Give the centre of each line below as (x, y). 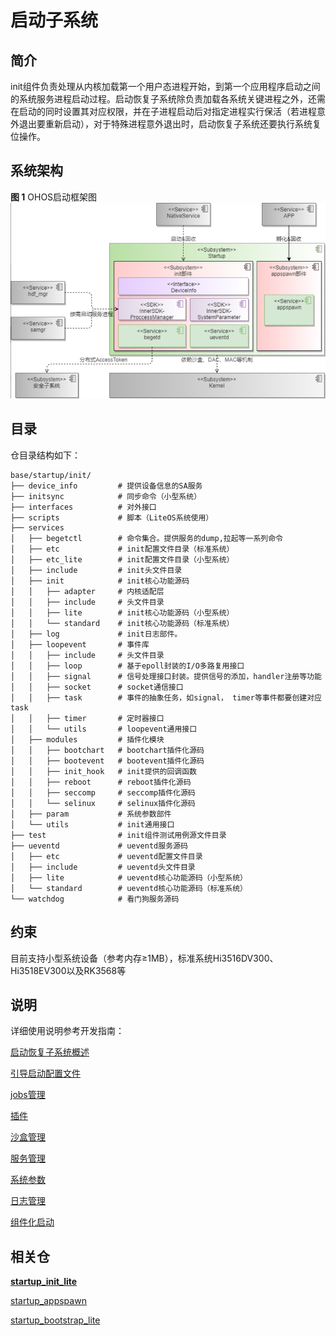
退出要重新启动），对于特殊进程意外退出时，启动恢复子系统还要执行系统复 (170, 124)
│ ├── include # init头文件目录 (96, 570)
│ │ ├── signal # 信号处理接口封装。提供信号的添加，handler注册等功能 (166, 676)
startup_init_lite (44, 1282)
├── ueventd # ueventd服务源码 (99, 846)
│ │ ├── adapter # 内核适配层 (87, 591)
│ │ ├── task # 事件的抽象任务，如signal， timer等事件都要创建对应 (166, 697)
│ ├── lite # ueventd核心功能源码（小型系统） (129, 877)
